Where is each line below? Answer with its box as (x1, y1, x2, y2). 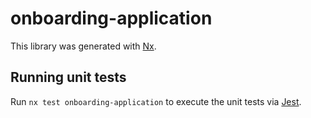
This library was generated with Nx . (10, 40, 157, 52)
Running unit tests (10, 69, 127, 86)
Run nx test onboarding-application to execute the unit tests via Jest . (10, 95, 302, 107)
